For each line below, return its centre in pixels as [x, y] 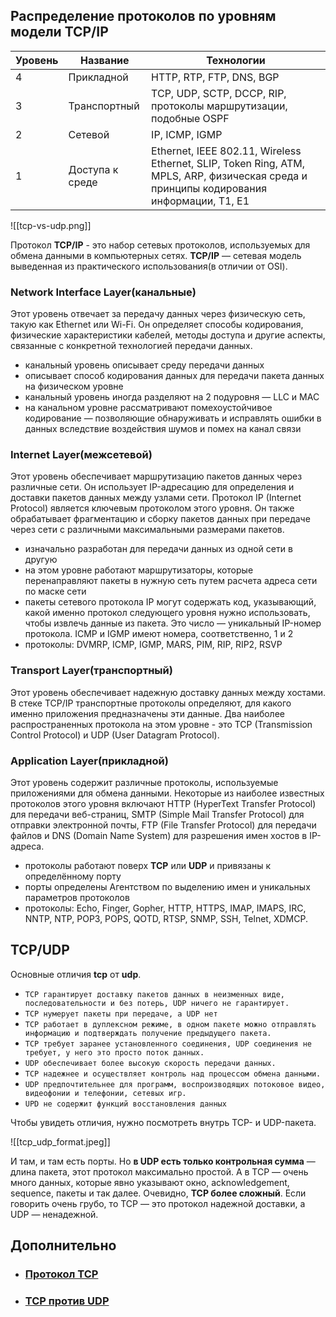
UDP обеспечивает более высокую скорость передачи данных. [150, 1063]
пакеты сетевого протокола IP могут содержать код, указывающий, [170, 602]
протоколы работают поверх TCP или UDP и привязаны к [148, 865]
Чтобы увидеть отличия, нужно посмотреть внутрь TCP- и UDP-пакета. [163, 1122]
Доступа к [93, 169]
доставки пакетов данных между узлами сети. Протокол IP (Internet [156, 498]
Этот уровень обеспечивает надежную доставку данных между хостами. [168, 692]
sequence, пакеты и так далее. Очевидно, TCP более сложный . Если [158, 1193]
